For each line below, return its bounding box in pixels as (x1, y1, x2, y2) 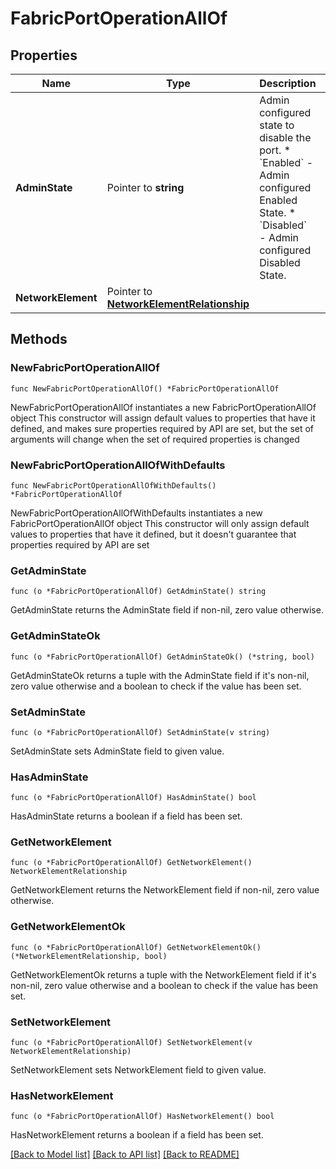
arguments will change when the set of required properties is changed (10, 433, 300, 445)
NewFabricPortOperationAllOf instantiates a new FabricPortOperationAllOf (10, 401, 317, 413)
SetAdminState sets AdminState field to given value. (10, 745, 225, 757)
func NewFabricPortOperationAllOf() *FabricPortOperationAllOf (10, 383, 280, 394)
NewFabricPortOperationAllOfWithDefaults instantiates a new (10, 507, 263, 519)
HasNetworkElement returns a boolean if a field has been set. (10, 1129, 264, 1141)
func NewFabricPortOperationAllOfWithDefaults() (10, 480, 217, 491)
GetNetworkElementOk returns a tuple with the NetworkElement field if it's (10, 968, 317, 981)
